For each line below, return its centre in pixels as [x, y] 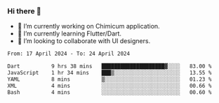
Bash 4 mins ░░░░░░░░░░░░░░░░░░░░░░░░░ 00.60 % [109, 92]
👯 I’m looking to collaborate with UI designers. [84, 41]
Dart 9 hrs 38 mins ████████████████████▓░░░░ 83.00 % [109, 66]
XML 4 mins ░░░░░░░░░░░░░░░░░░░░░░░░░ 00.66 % [109, 86]
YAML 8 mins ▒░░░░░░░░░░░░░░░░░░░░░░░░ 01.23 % [109, 79]
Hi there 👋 [25, 11]
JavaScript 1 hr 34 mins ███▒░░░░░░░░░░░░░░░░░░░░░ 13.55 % [109, 73]
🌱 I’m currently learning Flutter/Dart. [69, 33]
